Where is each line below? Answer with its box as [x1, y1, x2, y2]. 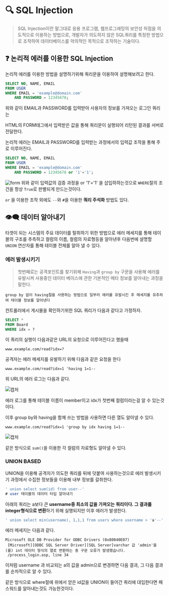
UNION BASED [5, 458, 41, 465]
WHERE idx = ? [5, 327, 35, 332]
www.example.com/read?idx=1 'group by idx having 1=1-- [5, 425, 125, 430]
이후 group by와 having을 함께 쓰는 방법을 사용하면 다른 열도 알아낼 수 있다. [5, 415, 155, 421]
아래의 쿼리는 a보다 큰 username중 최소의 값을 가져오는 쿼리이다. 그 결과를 [5, 501, 152, 507]
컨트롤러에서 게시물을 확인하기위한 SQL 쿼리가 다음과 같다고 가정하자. [5, 307, 142, 313]
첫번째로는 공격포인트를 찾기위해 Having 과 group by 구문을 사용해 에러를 [17, 269, 160, 275]
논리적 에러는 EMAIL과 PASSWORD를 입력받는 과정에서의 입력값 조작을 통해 [5, 139, 155, 145]
